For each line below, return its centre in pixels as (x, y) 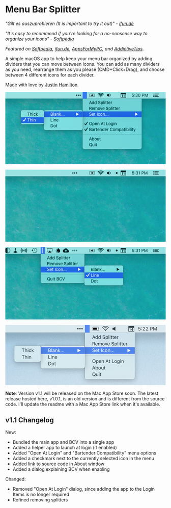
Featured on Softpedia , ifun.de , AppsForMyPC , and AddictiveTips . (75, 48)
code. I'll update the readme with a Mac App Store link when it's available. (83, 404)
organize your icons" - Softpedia (40, 39)
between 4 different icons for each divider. (50, 74)
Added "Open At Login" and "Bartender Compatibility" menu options (84, 453)
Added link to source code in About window (59, 464)
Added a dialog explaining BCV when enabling (61, 469)
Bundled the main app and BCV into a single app (63, 442)
